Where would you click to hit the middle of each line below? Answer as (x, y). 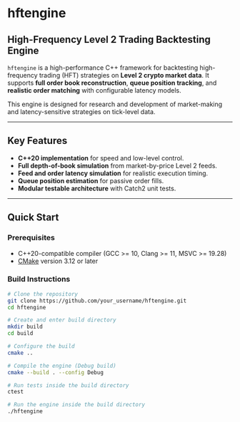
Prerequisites (31, 238)
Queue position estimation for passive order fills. (91, 180)
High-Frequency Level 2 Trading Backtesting (109, 40)
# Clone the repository (43, 294)
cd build (20, 334)
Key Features (37, 141)
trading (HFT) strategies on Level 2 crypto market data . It (124, 75)
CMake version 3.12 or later (58, 261)
